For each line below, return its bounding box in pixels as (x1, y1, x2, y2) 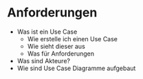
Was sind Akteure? (16, 56, 71, 65)
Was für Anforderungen (27, 49, 95, 58)
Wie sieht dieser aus (27, 42, 86, 50)
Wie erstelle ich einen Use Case (27, 34, 118, 43)
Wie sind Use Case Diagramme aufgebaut (16, 64, 136, 72)
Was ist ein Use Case (16, 27, 78, 36)
